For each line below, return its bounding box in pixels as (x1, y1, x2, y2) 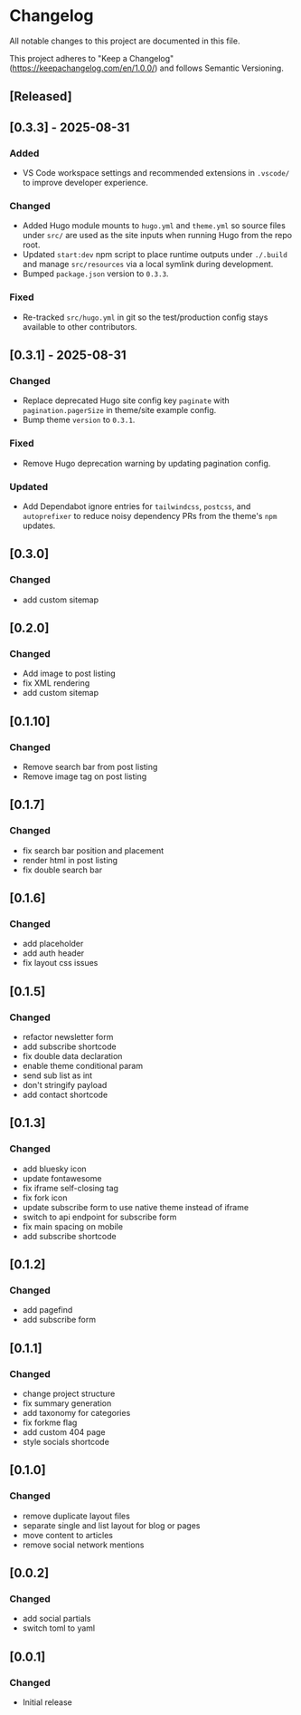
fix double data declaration (22, 1051, 123, 1062)
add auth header (22, 948, 85, 959)
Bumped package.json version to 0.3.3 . (22, 268, 169, 279)
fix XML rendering (22, 678, 90, 689)
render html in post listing (22, 854, 118, 865)
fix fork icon (22, 1192, 68, 1203)
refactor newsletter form (22, 1032, 114, 1043)
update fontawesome (22, 1172, 102, 1183)
